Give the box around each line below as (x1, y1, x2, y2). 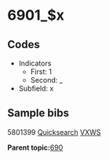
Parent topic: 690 (7, 143, 64, 152)
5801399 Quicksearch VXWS (7, 127, 101, 136)
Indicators (18, 58, 52, 68)
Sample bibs (7, 106, 70, 120)
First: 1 (30, 67, 53, 76)
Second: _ (30, 76, 64, 84)
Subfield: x (18, 84, 54, 93)
